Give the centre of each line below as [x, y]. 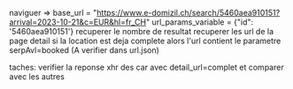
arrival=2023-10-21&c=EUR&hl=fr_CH [78, 22]
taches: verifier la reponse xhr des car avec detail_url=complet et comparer [147, 67]
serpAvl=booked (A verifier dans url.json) [84, 50]
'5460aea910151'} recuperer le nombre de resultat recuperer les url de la [142, 31]
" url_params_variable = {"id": [200, 22]
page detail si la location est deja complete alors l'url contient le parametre [145, 41]
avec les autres [37, 77]
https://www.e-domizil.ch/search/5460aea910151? [189, 13]
